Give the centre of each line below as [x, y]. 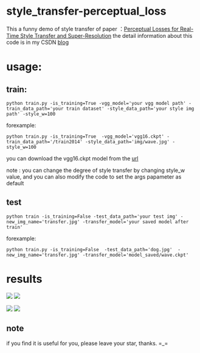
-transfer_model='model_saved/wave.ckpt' [136, 255]
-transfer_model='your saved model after [136, 222]
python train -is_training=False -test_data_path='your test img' [92, 216]
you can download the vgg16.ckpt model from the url [72, 158]
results [24, 279]
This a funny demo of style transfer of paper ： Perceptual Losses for [93, 29]
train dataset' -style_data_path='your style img [130, 109]
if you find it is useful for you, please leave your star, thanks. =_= [87, 343]
